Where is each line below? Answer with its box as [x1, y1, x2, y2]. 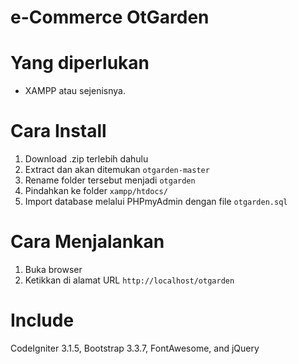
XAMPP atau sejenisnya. [24, 85, 126, 97]
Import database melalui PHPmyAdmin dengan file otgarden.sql [24, 196, 288, 208]
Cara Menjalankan [10, 231, 165, 253]
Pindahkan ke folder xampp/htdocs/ [24, 185, 168, 197]
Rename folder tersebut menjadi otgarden [24, 174, 196, 186]
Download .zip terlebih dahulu [24, 153, 149, 165]
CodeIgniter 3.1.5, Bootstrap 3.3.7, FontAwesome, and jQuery [10, 342, 260, 354]
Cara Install [10, 120, 107, 143]
